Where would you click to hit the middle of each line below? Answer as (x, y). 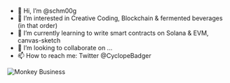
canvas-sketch (39, 40)
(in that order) (38, 25)
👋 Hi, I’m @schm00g (47, 11)
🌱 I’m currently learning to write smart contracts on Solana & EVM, (113, 33)
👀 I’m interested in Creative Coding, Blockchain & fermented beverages (120, 18)
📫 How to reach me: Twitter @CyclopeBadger (84, 55)
